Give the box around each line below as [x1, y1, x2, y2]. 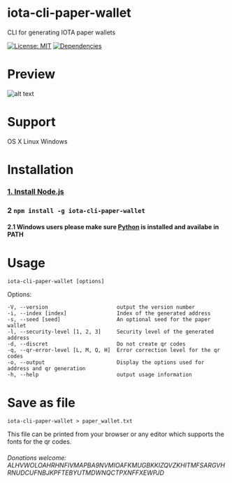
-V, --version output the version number [7, 304, 196, 311]
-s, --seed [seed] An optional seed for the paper [7, 316, 211, 323]
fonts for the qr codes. [7, 437, 72, 446]
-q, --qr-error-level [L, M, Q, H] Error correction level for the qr [7, 347, 220, 354]
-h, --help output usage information [7, 372, 192, 379]
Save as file [7, 395, 75, 411]
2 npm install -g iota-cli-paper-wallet [7, 205, 145, 215]
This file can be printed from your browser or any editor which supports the [7, 430, 225, 439]
